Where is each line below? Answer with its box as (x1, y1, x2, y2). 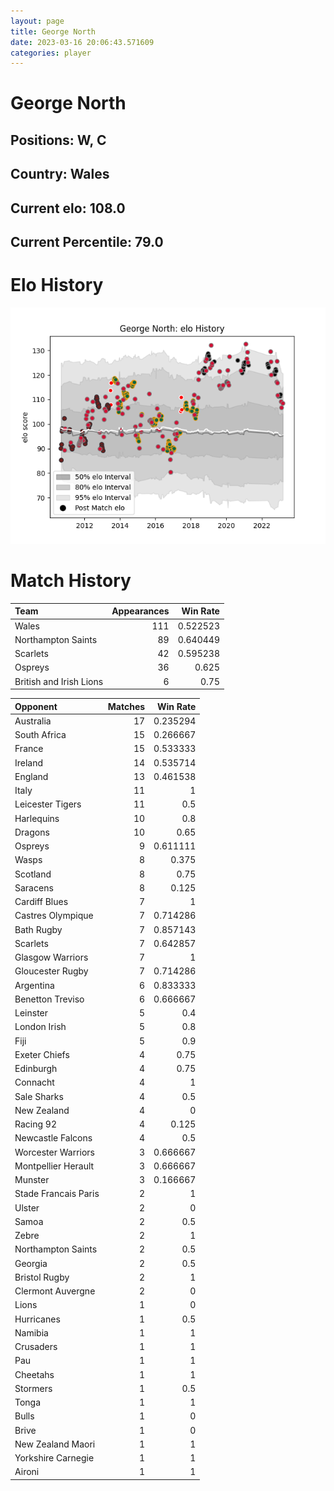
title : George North (10, 26, 97, 37)
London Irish (14, 1021, 67, 1033)
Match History (10, 570, 132, 592)
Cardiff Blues (14, 896, 69, 908)
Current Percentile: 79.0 (10, 234, 164, 250)
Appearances (111, 605, 170, 617)
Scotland (14, 868, 52, 880)
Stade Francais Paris (14, 1188, 100, 1200)
